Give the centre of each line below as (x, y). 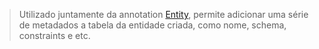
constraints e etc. (54, 35)
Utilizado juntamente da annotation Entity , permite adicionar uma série (163, 14)
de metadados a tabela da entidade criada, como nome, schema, (152, 25)
